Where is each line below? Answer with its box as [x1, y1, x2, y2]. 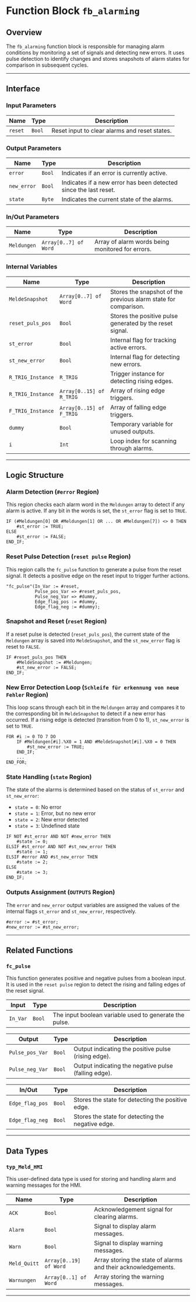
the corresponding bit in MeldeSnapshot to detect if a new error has [6, 710, 166, 717]
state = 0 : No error [14, 804, 62, 811]
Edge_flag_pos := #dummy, [34, 598, 98, 605]
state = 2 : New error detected [14, 816, 89, 823]
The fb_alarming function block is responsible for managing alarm [6, 43, 165, 50]
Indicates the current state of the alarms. [61, 195, 173, 203]
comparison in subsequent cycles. [6, 61, 89, 68]
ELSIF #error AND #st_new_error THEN [6, 854, 98, 860]
